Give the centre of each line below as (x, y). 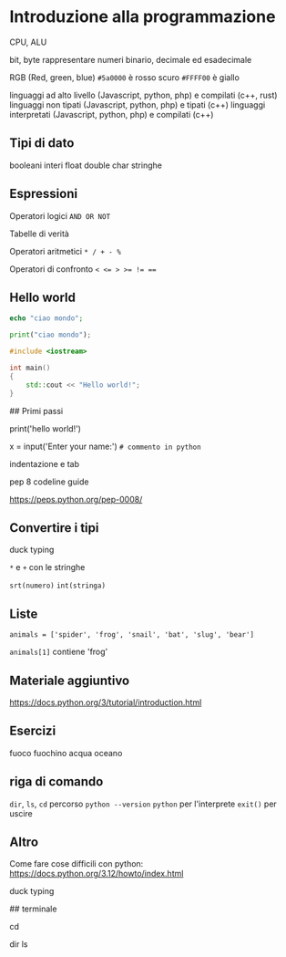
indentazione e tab (45, 463)
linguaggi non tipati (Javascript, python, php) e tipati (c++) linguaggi (138, 104)
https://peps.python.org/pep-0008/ (76, 499)
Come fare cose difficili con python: (77, 864)
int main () (30, 368)
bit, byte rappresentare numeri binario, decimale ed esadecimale (131, 59)
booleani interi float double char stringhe (86, 165)
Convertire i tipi (54, 528)
